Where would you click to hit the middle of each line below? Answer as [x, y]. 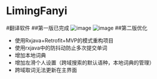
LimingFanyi [37, 11]
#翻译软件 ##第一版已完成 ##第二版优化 [77, 28]
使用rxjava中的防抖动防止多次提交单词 [61, 48]
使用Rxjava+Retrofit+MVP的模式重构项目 [64, 40]
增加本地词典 [30, 55]
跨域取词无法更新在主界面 [46, 70]
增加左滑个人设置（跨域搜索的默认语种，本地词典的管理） [84, 62]
